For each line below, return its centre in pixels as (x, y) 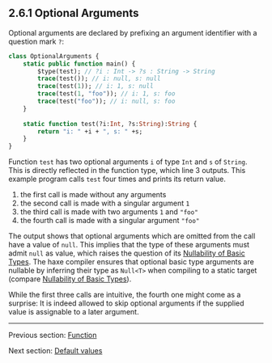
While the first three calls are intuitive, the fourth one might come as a (125, 295)
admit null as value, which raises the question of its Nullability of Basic (127, 253)
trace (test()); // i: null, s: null (99, 79)
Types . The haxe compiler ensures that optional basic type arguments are (132, 262)
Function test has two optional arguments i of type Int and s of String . (128, 162)
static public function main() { (79, 64)
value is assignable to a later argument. (74, 312)
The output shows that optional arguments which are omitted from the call (132, 236)
